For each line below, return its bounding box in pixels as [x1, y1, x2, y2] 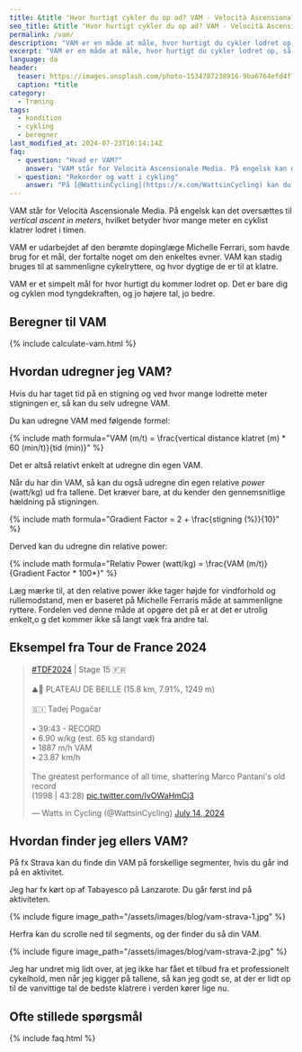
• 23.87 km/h [31, 751, 81, 762]
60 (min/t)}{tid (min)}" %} [9, 442, 104, 453]
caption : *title [17, 80, 78, 89]
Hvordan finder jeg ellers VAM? [9, 833, 189, 848]
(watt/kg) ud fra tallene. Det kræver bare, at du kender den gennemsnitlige [9, 486, 286, 497]
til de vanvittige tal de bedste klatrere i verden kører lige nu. [9, 983, 230, 993]
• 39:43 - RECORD [31, 722, 102, 734]
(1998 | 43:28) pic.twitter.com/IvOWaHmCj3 [31, 790, 195, 801]
